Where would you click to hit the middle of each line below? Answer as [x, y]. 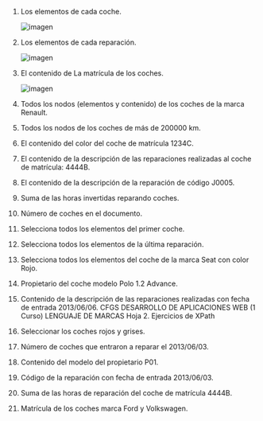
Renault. [34, 112]
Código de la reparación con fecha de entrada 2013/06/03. [117, 378]
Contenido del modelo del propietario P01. [89, 362]
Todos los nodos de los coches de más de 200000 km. [110, 128]
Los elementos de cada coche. [71, 12]
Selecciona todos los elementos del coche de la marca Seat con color [135, 259]
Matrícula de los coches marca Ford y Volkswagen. [104, 408]
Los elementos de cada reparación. [79, 42]
